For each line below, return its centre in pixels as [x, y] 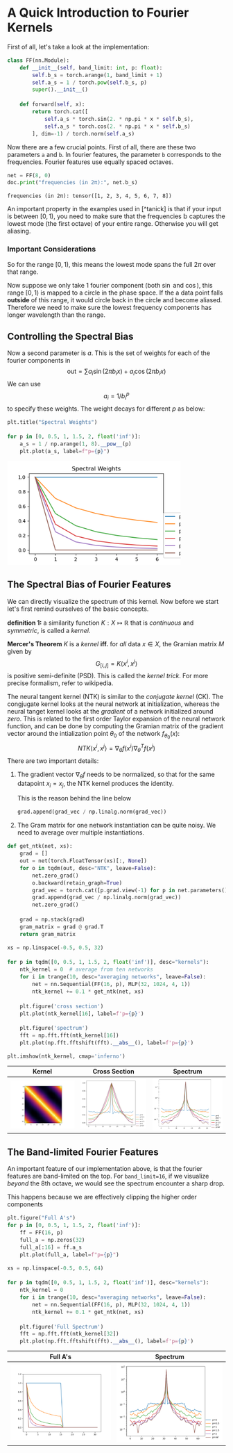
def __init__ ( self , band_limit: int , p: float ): [91, 67]
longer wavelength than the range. [57, 315]
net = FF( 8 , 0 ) [29, 175]
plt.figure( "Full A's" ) [42, 1218]
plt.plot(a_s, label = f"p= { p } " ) [65, 452]
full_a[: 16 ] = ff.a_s [51, 1247]
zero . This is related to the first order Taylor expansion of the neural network [116, 719]
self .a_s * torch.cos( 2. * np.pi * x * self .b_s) [117, 126]
